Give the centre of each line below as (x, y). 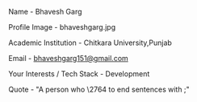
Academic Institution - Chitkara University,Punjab (90, 43)
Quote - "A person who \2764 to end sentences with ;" (99, 89)
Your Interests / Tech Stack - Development (79, 74)
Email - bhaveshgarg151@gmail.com (69, 58)
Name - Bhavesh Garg (45, 12)
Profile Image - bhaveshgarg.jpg (62, 27)
